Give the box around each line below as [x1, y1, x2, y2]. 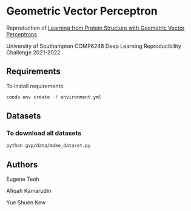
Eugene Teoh [6, 175, 39, 183]
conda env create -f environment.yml [6, 94, 102, 100]
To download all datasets [6, 129, 82, 137]
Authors [6, 159, 38, 170]
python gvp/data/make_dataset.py [6, 143, 91, 149]
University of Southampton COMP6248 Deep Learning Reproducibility [6, 42, 182, 50]
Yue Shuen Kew [6, 199, 46, 206]
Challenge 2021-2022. [6, 48, 62, 56]
